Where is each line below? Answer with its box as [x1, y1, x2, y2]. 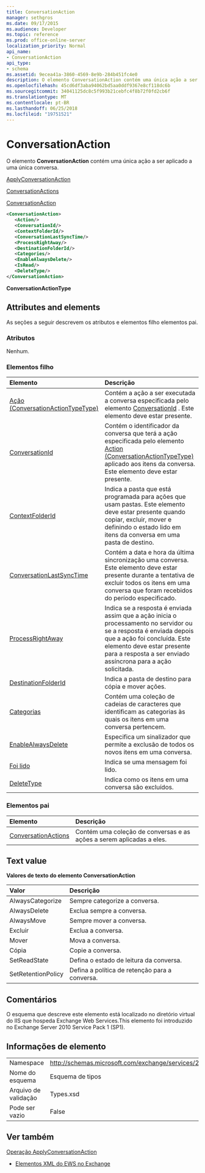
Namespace [9, 1058, 45, 1067]
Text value [6, 855, 47, 866]
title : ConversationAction [6, 9, 75, 15]
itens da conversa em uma [104, 531, 180, 539]
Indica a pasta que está [104, 485, 171, 493]
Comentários [6, 994, 57, 1005]
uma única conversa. [6, 164, 59, 171]
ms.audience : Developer [6, 26, 67, 32]
